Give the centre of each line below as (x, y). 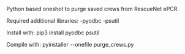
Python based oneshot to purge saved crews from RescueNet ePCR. (93, 9)
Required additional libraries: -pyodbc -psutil (63, 21)
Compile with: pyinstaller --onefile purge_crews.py (70, 44)
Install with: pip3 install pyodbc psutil (53, 33)
